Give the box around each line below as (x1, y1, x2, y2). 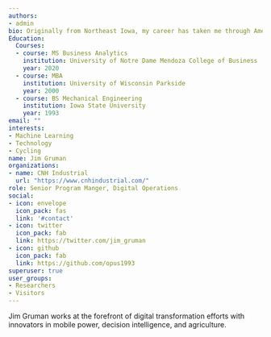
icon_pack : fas (15, 206, 67, 214)
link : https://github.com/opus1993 (15, 259, 135, 267)
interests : (8, 124, 45, 132)
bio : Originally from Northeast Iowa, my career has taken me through (8, 27, 251, 35)
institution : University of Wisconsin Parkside (23, 79, 186, 87)
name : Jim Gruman (8, 154, 67, 162)
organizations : (8, 162, 60, 170)
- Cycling (8, 147, 42, 155)
